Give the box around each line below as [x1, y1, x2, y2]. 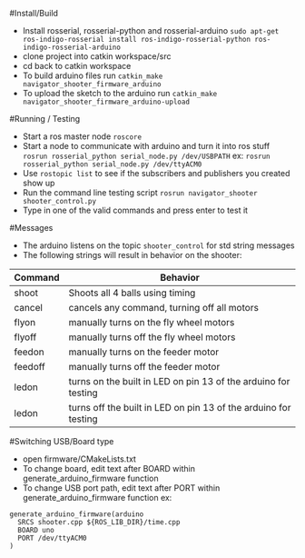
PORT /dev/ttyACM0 [17, 533, 88, 543]
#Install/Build [9, 8, 59, 18]
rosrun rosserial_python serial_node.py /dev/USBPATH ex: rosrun [22, 150, 271, 161]
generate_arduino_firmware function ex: [22, 493, 172, 503]
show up [22, 177, 55, 188]
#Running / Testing [9, 114, 81, 124]
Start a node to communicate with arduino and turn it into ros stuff [22, 141, 271, 151]
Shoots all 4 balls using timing [68, 286, 196, 299]
